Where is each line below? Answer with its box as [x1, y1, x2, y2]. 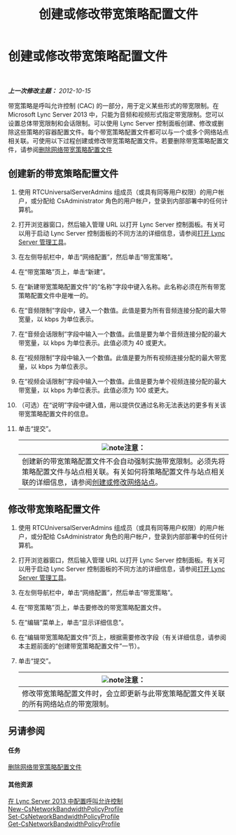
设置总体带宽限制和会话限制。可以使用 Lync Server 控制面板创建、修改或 [8, 118, 218, 127]
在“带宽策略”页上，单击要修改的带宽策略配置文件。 [18, 603, 165, 611]
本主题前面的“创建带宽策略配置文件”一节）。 [18, 641, 144, 650]
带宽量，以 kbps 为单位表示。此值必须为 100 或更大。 [18, 386, 173, 394]
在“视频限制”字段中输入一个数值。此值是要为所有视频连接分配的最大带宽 [18, 353, 227, 362]
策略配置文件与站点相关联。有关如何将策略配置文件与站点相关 [21, 467, 225, 477]
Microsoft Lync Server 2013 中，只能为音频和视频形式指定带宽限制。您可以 [8, 110, 224, 118]
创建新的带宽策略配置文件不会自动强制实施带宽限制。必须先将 [21, 456, 225, 466]
